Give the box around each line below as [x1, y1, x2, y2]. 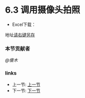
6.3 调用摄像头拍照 [5, 4, 80, 16]
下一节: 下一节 [12, 87, 40, 93]
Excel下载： [12, 21, 36, 27]
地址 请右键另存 [5, 32, 35, 38]
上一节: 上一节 [12, 81, 40, 87]
